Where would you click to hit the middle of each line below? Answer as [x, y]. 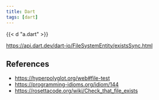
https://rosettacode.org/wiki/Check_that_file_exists [76, 91]
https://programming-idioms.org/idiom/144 [67, 85]
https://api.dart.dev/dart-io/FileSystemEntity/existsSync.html [79, 46]
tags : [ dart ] [22, 17]
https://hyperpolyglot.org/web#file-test [62, 78]
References [28, 64]
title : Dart [21, 12]
